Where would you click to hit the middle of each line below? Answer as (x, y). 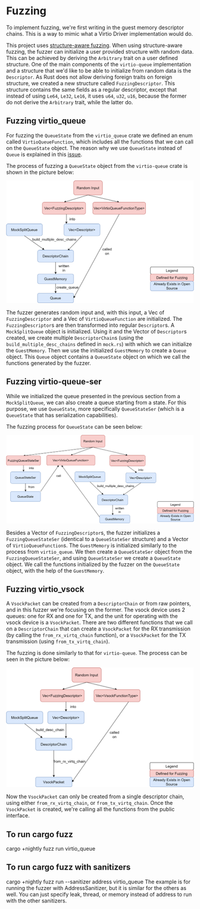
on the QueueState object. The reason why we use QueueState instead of (94, 148)
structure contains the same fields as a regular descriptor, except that (92, 89)
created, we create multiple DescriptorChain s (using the (75, 338)
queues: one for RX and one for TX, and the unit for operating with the (92, 616)
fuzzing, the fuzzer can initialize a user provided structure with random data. (100, 51)
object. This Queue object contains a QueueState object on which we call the (98, 357)
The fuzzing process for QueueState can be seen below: (74, 426)
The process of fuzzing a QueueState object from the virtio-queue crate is (97, 165)
